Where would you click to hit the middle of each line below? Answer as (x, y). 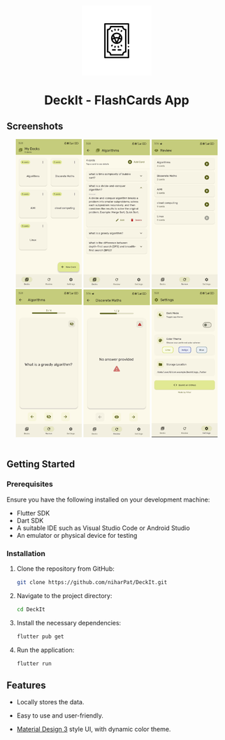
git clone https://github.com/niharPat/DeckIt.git (92, 582)
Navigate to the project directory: (64, 595)
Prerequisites (30, 484)
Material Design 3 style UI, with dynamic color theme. (94, 730)
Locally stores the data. (50, 702)
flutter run (34, 663)
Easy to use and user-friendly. (60, 716)
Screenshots (35, 126)
